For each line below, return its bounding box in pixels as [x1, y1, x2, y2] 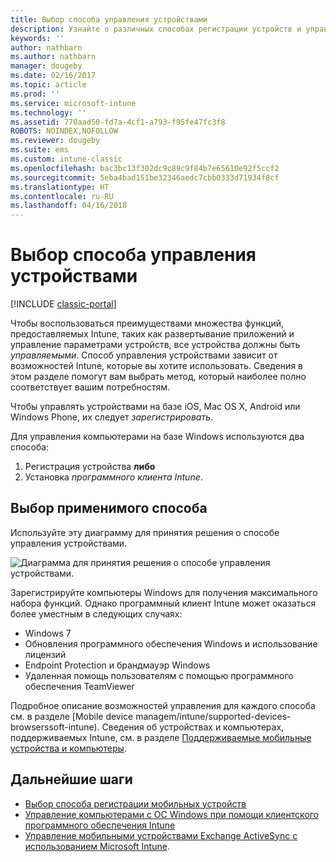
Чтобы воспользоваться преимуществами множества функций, [10, 317, 284, 330]
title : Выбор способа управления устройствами [10, 14, 208, 25]
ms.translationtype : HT [10, 182, 110, 192]
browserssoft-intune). [10, 721, 100, 733]
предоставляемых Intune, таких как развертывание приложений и [10, 328, 295, 340]
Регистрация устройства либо [24, 461, 156, 473]
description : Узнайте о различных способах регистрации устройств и [10, 24, 302, 34]
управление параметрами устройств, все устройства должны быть [10, 339, 301, 351]
